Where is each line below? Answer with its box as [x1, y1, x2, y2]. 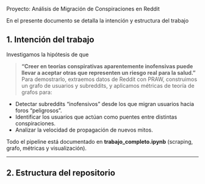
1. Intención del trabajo [6, 35, 95, 45]
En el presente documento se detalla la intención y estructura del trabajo [6, 17, 189, 24]
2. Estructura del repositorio [6, 168, 116, 179]
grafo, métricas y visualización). [6, 144, 87, 152]
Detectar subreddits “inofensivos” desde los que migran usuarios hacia [15, 100, 194, 107]
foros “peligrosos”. [15, 107, 62, 114]
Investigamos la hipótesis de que [6, 51, 89, 58]
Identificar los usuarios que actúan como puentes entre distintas [15, 113, 178, 121]
